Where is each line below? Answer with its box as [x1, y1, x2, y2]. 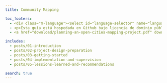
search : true [5, 71, 32, 76]
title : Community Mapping [5, 7, 59, 12]
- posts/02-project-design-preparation [9, 48, 92, 53]
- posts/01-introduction [9, 43, 61, 48]
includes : [5, 39, 26, 44]
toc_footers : [5, 16, 32, 21]
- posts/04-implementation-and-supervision [9, 57, 101, 62]
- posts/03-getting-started [9, 52, 68, 57]
